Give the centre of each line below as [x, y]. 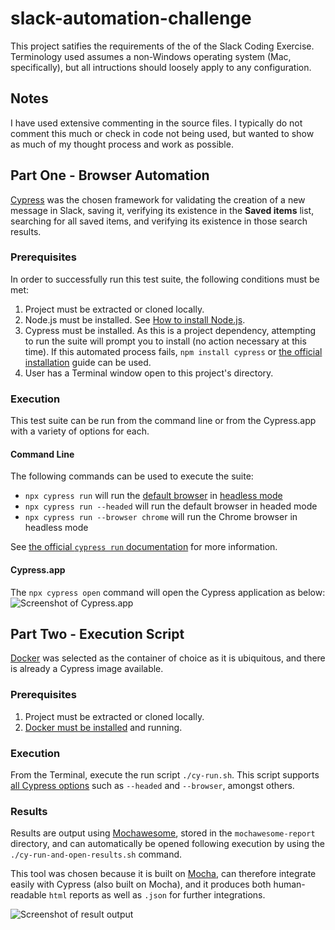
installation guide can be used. [88, 362]
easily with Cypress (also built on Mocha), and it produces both [141, 884]
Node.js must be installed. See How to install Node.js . [135, 319]
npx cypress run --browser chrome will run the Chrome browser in [161, 517]
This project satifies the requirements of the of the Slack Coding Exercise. [162, 46]
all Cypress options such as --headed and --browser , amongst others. [152, 785]
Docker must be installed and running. [103, 727]
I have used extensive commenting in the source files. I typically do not [156, 123]
